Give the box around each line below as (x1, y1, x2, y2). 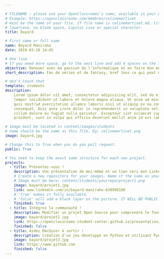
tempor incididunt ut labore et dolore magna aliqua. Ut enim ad (14, 97, 150, 102)
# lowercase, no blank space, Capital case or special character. (5, 25, 143, 30)
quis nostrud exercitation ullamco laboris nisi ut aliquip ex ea (14, 101, 152, 107)
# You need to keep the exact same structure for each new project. (5, 155, 147, 161)
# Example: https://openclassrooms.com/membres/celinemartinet (5, 16, 137, 21)
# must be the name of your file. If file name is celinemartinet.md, (5, 21, 152, 25)
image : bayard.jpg (5, 133, 42, 138)
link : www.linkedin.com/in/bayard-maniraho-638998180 (14, 187, 125, 192)
